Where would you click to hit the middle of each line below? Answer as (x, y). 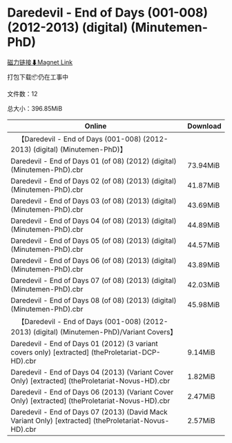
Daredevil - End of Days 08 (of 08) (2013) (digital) (94, 300)
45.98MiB (204, 305)
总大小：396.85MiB (35, 108)
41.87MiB (204, 185)
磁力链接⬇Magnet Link (40, 62)
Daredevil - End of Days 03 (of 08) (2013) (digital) (94, 201)
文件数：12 (22, 93)
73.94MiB (204, 165)
